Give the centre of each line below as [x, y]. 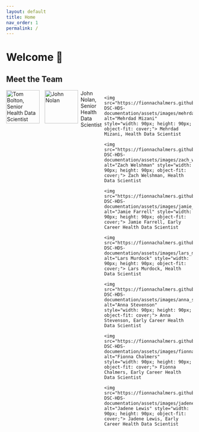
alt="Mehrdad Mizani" [131, 119]
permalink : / [22, 28]
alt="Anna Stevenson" [131, 305]
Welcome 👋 [35, 57]
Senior [89, 106]
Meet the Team [34, 79]
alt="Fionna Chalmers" [132, 357]
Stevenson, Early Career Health [144, 321]
